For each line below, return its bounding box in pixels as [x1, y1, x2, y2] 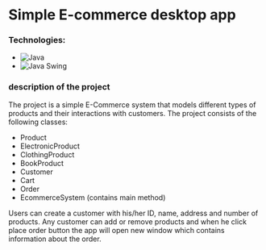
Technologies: [8, 35, 66, 46]
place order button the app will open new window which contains [8, 225, 225, 235]
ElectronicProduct [19, 141, 81, 151]
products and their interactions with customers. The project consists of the [8, 108, 257, 118]
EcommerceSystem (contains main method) [19, 192, 166, 202]
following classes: [8, 117, 69, 127]
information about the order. [8, 234, 102, 244]
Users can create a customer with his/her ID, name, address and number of [8, 208, 259, 218]
